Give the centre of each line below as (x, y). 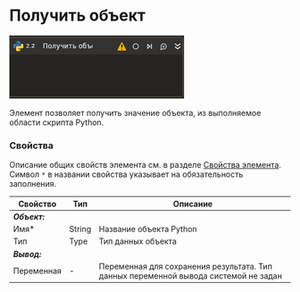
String (80, 229)
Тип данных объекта (137, 241)
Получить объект (77, 16)
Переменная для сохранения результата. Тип (185, 266)
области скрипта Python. (57, 122)
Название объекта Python (148, 229)
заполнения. (33, 184)
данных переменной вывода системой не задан (191, 275)
